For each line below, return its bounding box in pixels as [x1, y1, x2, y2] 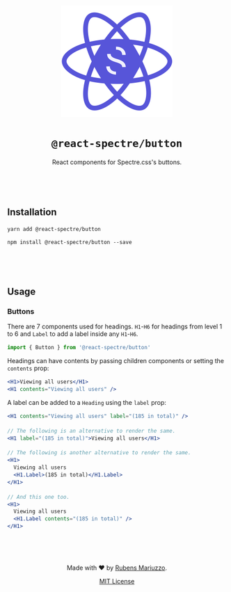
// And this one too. [7, 493, 70, 500]
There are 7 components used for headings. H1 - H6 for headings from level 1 [7, 322, 223, 331]
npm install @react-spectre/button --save [7, 239, 132, 246]
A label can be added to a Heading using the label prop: [7, 399, 167, 407]
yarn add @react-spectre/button [7, 225, 101, 232]
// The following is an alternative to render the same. [7, 427, 176, 434]
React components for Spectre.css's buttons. [51, 158, 182, 166]
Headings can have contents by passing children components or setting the [7, 357, 225, 365]
